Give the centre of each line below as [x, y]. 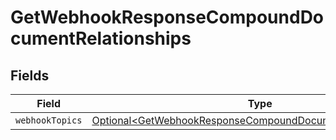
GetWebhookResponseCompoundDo [167, 17]
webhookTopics [49, 120]
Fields [30, 75]
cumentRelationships [101, 38]
